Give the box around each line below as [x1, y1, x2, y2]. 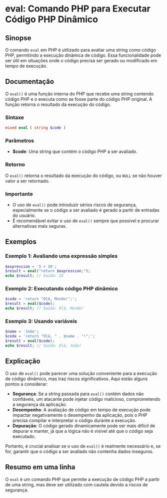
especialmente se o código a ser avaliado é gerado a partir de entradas [12, 207, 160, 213]
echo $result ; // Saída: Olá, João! [5, 343, 81, 349]
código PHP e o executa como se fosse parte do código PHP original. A [5, 96, 152, 102]
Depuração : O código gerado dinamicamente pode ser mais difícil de [12, 422, 155, 429]
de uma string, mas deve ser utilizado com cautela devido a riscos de [5, 481, 148, 487]
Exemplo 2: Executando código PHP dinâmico [5, 285, 118, 292]
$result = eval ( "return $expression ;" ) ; [5, 269, 91, 274]
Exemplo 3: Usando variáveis [5, 318, 77, 325]
